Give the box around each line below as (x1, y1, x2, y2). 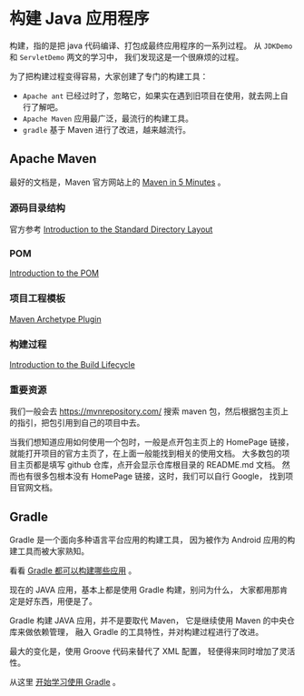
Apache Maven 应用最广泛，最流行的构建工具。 (22, 113, 193, 124)
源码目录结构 (9, 201, 66, 214)
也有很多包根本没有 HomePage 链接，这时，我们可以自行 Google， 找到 (16, 470, 286, 482)
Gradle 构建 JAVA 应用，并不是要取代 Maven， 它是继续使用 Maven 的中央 (9, 615, 288, 626)
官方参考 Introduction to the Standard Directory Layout (9, 224, 213, 235)
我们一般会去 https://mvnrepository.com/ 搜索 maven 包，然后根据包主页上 (9, 406, 289, 417)
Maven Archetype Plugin (9, 313, 102, 324)
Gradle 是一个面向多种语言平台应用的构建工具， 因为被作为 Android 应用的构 (9, 534, 296, 546)
